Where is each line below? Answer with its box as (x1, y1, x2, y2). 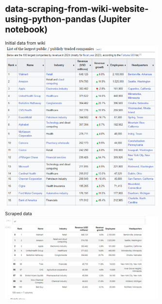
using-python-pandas (5, 14, 97, 25)
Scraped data (5, 211, 32, 217)
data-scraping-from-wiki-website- (5, 3, 149, 15)
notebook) (5, 24, 48, 35)
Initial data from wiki (5, 40, 46, 46)
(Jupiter (97, 14, 131, 25)
